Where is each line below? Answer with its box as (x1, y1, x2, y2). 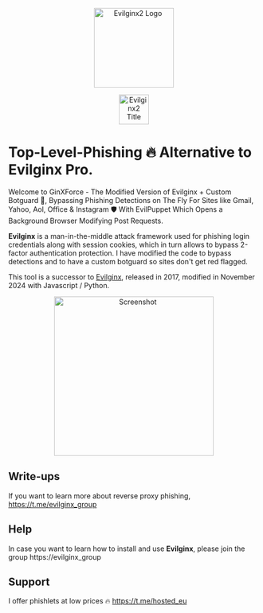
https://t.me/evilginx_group (8, 499, 97, 509)
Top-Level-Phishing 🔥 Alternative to (8, 143, 253, 162)
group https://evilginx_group (8, 552, 102, 561)
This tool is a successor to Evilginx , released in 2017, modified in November (8, 271, 255, 282)
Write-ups (8, 470, 61, 483)
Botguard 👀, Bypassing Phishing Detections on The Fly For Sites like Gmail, (8, 195, 254, 205)
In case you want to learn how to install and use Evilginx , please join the (8, 544, 245, 553)
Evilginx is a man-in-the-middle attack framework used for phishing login (8, 231, 249, 240)
